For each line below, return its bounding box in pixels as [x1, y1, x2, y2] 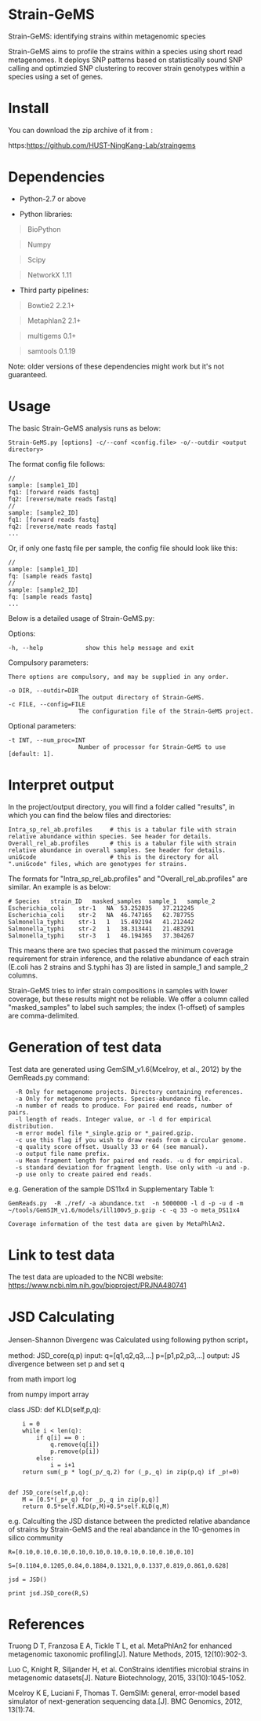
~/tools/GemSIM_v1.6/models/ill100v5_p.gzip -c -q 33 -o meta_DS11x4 [8, 1206, 241, 1214]
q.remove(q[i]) [49, 1440, 100, 1448]
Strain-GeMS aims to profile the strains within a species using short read [8, 46, 243, 56]
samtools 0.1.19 [27, 346, 76, 355]
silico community [8, 1532, 63, 1542]
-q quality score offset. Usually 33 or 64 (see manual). [15, 1143, 209, 1150]
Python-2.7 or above [19, 194, 86, 204]
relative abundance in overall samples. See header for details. [8, 846, 226, 854]
